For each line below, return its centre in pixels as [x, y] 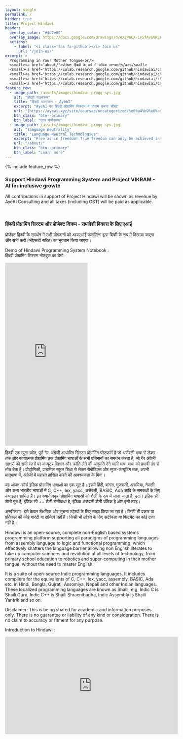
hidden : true [18, 19]
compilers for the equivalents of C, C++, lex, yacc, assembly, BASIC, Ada [79, 579]
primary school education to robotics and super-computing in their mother [81, 559]
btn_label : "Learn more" [39, 153]
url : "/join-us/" [36, 51]
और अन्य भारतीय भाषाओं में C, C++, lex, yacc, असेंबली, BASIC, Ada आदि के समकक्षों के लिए [83, 490]
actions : [18, 42]
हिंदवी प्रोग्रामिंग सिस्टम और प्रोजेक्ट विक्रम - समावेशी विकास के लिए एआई [69, 224]
